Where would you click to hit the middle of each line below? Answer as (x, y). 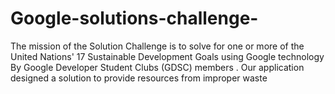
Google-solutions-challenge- (134, 18)
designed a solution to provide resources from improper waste (139, 78)
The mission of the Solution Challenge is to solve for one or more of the (157, 46)
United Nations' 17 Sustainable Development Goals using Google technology (167, 56)
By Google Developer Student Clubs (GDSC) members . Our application (157, 67)
